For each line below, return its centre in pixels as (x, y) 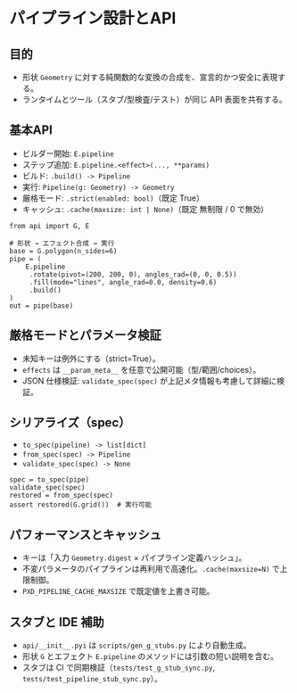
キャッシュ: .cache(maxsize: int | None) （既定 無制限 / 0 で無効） (145, 209)
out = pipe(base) (41, 305)
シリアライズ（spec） (70, 423)
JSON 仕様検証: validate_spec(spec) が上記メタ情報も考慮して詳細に (149, 381)
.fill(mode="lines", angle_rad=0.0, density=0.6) (123, 282)
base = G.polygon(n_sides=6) (63, 251)
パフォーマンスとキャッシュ (86, 535)
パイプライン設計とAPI (93, 18)
